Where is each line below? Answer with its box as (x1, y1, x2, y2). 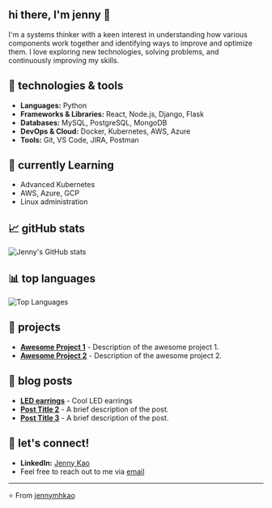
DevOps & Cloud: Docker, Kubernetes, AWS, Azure (19, 126, 191, 136)
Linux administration (19, 197, 88, 207)
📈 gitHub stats (8, 221, 85, 235)
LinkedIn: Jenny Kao (19, 458, 91, 467)
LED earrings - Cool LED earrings (19, 395, 133, 405)
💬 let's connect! (8, 437, 90, 450)
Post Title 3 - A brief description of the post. (19, 412, 169, 422)
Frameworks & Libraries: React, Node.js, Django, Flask (19, 109, 205, 118)
